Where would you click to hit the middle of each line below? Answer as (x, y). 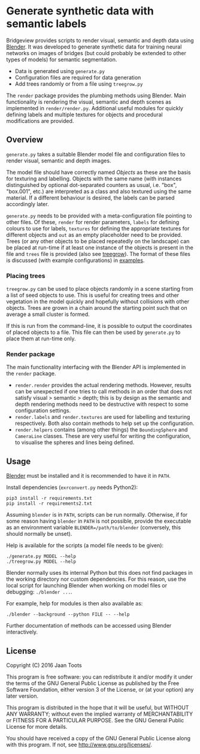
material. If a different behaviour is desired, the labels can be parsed (90, 197)
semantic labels (46, 24)
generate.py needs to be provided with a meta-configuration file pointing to (99, 215)
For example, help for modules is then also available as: (75, 604)
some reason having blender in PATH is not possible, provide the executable (99, 521)
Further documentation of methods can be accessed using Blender (89, 626)
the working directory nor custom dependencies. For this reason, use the (96, 579)
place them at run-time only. (41, 339)
